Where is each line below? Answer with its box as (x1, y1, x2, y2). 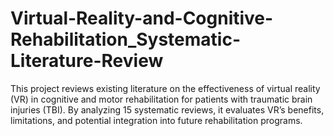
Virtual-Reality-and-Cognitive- (10, 7, 274, 30)
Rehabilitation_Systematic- (10, 28, 242, 51)
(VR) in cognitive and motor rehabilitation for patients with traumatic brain (10, 93, 313, 105)
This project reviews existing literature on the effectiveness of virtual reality (10, 82, 321, 94)
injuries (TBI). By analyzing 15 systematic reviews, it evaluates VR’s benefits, (10, 103, 325, 116)
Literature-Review (10, 50, 164, 72)
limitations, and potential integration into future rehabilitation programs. (10, 114, 303, 126)
